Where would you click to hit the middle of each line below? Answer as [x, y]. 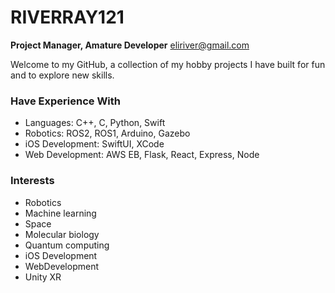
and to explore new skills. [62, 75]
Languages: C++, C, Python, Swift [95, 123]
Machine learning [60, 213]
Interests [32, 181]
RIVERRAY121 [67, 17]
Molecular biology [62, 234]
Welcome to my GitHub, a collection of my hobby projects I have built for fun [168, 64]
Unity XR [43, 277]
